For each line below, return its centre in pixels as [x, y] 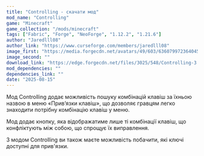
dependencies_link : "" [35, 74]
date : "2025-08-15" [31, 80]
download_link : [25, 63]
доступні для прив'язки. [37, 146]
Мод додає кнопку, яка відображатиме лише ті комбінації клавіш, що [96, 121]
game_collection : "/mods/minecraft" [53, 29]
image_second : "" [28, 57]
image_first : [23, 52]
